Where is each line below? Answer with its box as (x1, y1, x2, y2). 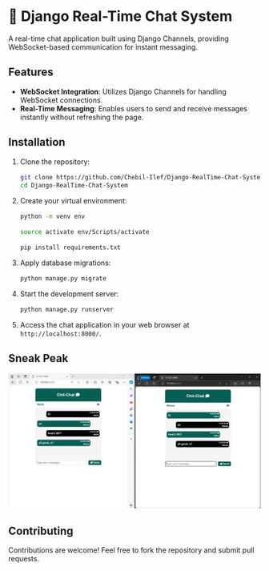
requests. (8, 554, 40, 564)
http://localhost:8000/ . (19, 328, 102, 338)
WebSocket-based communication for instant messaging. (8, 42, 199, 51)
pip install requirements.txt (19, 243, 122, 251)
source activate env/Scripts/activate (19, 228, 150, 236)
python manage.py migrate (19, 274, 106, 283)
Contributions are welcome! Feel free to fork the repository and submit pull (8, 545, 255, 555)
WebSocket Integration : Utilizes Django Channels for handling (19, 86, 227, 96)
